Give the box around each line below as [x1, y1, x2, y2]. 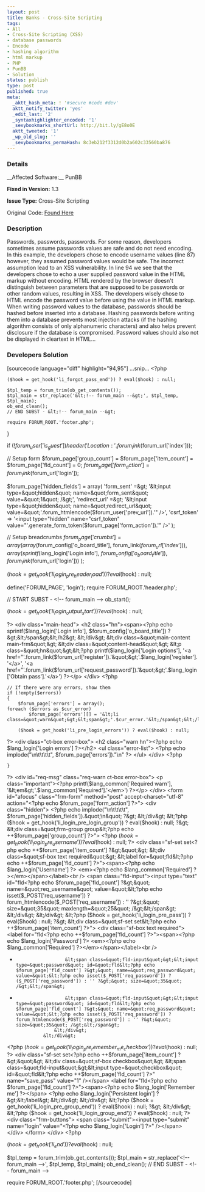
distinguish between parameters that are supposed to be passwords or [7, 283, 185, 291]
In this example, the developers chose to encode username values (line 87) [7, 251, 195, 258]
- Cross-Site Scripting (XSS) [7, 32, 84, 38]
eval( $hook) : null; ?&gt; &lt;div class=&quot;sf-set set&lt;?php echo [7, 917, 176, 925]
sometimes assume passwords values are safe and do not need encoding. [7, 245, 193, 252]
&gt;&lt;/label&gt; [7, 1097, 49, 1104]
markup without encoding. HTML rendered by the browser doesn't [7, 277, 174, 285]
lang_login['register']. [144, 653, 198, 660]
